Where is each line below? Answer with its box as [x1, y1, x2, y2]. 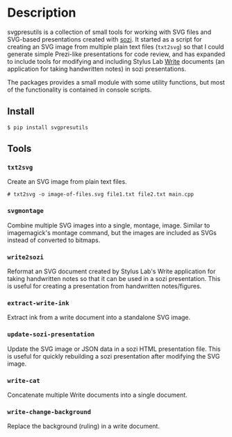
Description [7, 5, 76, 21]
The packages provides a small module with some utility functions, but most [7, 78, 225, 86]
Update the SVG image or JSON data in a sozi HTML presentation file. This [7, 345, 221, 353]
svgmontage [7, 207, 44, 215]
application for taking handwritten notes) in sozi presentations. [7, 65, 186, 73]
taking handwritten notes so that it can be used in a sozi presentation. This [7, 275, 221, 283]
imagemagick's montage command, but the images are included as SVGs [7, 228, 217, 237]
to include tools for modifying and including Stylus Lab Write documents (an [7, 57, 225, 65]
